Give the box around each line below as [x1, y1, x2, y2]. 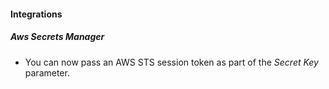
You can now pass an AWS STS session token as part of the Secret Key [24, 56, 319, 68]
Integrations [10, 8, 63, 20]
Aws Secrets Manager [10, 31, 105, 43]
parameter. [24, 66, 70, 79]
